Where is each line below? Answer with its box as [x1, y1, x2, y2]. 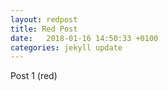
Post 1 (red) [10, 70, 58, 82]
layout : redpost [10, 14, 78, 25]
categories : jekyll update [10, 42, 123, 53]
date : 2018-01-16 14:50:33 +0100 [10, 33, 159, 43]
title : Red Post [10, 24, 78, 34]
